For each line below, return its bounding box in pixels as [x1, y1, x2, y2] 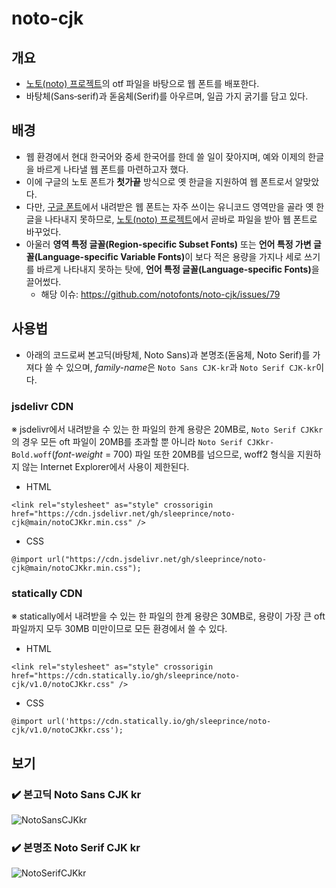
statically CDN [11, 586, 83, 600]
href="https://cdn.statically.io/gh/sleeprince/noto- [11, 671, 241, 681]
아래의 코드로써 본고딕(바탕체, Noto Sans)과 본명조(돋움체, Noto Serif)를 [25, 348, 311, 361]
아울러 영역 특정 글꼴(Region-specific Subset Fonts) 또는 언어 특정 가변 [25, 238, 312, 250]
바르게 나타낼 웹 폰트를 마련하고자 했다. [36, 163, 189, 175]
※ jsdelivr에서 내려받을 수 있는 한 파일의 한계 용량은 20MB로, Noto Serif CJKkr [11, 423, 324, 435]
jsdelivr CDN [11, 399, 74, 413]
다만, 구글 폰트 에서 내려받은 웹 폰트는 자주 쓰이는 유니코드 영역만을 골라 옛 [25, 200, 314, 212]
